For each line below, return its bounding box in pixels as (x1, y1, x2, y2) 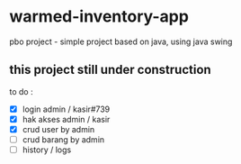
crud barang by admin (22, 133, 105, 145)
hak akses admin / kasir (22, 114, 111, 124)
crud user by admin (22, 123, 95, 134)
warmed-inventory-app (9, 6, 189, 27)
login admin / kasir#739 (22, 104, 111, 114)
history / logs (22, 144, 72, 155)
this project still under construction (9, 62, 211, 77)
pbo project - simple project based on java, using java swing (9, 36, 233, 47)
